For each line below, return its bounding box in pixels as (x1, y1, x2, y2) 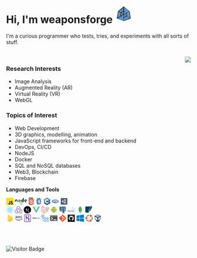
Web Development (14, 124, 60, 131)
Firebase (14, 174, 36, 181)
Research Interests (6, 64, 62, 73)
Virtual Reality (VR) (14, 90, 60, 97)
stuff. (6, 38, 19, 46)
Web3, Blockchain (14, 168, 59, 175)
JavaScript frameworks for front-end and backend (14, 137, 137, 144)
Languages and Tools (6, 186, 60, 193)
